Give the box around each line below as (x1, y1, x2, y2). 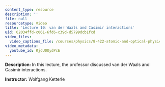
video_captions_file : (9, 39, 54, 44)
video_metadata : (5, 43, 38, 48)
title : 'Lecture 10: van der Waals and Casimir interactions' (5, 25, 135, 30)
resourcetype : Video (5, 21, 48, 26)
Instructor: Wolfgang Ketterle (5, 76, 65, 82)
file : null (5, 16, 27, 21)
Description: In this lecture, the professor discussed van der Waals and (5, 62, 150, 67)
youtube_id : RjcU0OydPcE (9, 48, 60, 53)
